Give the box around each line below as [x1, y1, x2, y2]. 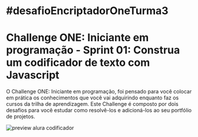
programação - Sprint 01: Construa [6, 44, 180, 57]
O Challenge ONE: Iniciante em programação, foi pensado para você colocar [6, 88, 192, 95]
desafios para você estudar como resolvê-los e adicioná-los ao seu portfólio [6, 107, 192, 114]
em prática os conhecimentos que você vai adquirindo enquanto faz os [6, 94, 179, 101]
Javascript [6, 69, 60, 82]
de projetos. [6, 113, 35, 120]
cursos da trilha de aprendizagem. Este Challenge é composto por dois [6, 101, 179, 108]
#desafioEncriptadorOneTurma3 [6, 4, 169, 18]
